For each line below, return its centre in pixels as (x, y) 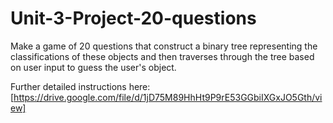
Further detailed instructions (68, 86)
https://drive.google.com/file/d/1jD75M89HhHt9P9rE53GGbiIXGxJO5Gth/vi (168, 97)
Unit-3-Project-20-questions (133, 18)
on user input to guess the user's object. (93, 67)
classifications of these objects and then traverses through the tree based (162, 56)
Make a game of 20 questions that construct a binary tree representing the (164, 46)
